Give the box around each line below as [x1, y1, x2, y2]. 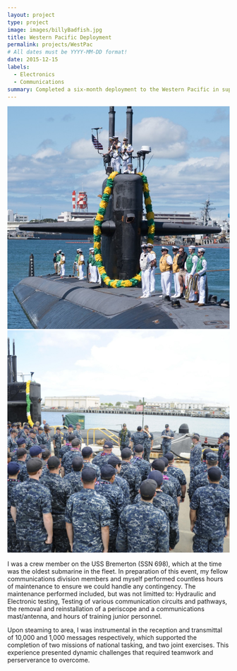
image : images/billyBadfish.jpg [7, 26, 102, 33]
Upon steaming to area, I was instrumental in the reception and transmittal [7, 625, 223, 634]
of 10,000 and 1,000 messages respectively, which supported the [7, 633, 197, 641]
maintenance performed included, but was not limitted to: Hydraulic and [7, 589, 217, 598]
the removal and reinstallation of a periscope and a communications [7, 604, 205, 613]
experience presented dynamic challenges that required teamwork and [7, 648, 214, 656]
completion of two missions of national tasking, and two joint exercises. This [7, 641, 229, 649]
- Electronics [13, 71, 55, 78]
